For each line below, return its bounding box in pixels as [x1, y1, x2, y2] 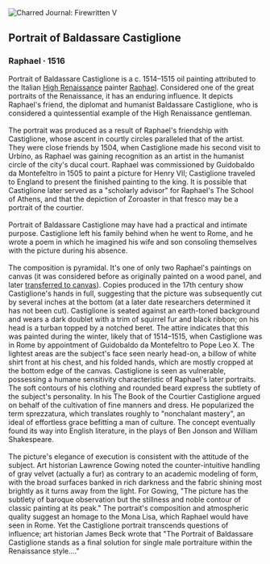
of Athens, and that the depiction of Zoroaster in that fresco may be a [8, 194, 239, 204]
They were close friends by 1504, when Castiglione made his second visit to [8, 142, 261, 152]
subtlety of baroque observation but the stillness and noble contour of [8, 495, 242, 504]
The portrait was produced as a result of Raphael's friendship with [8, 125, 228, 135]
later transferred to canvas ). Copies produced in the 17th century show [8, 280, 243, 289]
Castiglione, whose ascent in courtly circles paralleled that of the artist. [8, 133, 245, 144]
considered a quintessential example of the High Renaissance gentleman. [8, 108, 252, 118]
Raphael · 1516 [8, 56, 66, 67]
